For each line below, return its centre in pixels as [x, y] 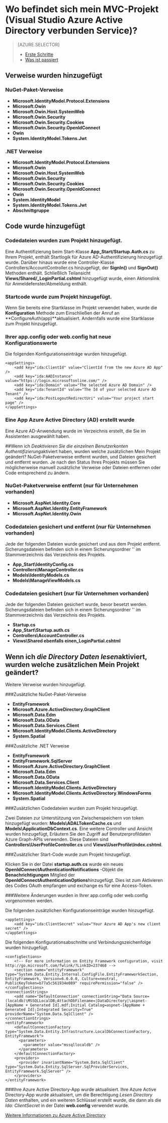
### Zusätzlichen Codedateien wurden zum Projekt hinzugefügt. [72, 808]
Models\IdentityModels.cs [41, 575]
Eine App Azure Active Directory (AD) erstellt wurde [70, 420]
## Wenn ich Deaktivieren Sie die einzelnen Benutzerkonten [67, 446]
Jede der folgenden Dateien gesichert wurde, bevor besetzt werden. [76, 605]
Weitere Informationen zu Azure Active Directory [56, 1115]
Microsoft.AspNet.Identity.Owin [47, 513]
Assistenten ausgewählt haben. [38, 436]
